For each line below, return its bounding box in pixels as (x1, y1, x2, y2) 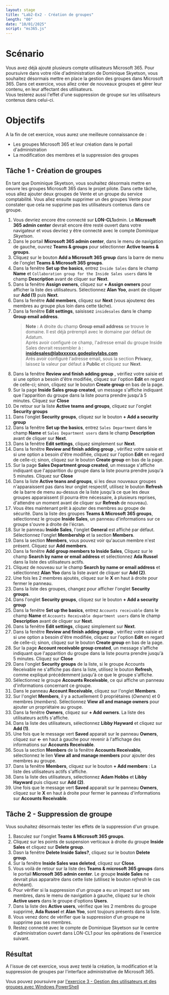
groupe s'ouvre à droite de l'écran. (13, 521, 85, 527)
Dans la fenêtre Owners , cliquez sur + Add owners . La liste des (13, 709, 145, 715)
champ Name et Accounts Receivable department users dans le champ (13, 613, 160, 619)
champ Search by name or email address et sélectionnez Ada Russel (13, 553, 158, 559)
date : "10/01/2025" (6, 21, 47, 27)
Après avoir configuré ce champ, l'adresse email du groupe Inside (25, 339, 162, 345)
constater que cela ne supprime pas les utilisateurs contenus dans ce (6, 201, 150, 207)
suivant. (13, 935, 30, 941)
